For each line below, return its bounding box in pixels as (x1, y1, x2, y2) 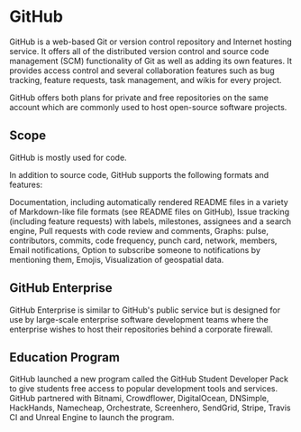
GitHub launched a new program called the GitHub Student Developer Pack (9, 373, 288, 385)
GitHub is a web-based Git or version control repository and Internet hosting (9, 36, 293, 47)
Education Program (9, 350, 120, 365)
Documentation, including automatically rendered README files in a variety (9, 196, 288, 207)
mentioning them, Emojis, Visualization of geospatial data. (9, 254, 224, 265)
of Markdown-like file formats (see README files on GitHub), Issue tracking (9, 206, 290, 217)
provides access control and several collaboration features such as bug (9, 65, 275, 76)
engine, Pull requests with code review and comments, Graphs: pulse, (9, 225, 269, 236)
